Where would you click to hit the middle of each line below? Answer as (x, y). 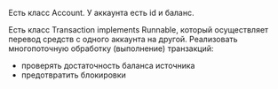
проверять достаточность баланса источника (108, 66)
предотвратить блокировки (73, 75)
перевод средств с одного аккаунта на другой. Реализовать (123, 39)
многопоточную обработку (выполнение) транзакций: (111, 48)
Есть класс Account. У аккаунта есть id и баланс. (101, 13)
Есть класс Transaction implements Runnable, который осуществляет (139, 30)
